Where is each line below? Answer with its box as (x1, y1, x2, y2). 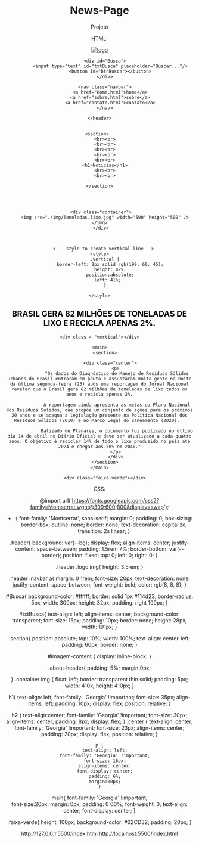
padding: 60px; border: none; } (61, 641, 138, 648)
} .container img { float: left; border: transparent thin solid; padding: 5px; (11, 675, 188, 683)
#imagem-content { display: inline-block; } (47, 652, 152, 659)
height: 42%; (94, 266, 126, 272)
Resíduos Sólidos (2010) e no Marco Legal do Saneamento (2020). (14, 417, 180, 423)
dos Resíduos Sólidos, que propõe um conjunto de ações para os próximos (6, 407, 193, 413)
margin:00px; (88, 779, 122, 785)
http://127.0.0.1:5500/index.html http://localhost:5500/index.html (21, 830, 178, 837)
